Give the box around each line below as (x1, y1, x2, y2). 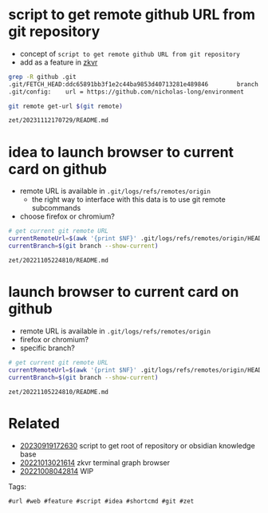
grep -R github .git (8, 73, 77, 81)
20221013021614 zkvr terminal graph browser (19, 457, 170, 468)
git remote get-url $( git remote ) (8, 102, 124, 110)
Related (8, 414, 60, 432)
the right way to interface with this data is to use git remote (31, 195, 226, 204)
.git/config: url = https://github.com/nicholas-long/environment (8, 88, 245, 96)
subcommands (31, 203, 81, 213)
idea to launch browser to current (8, 143, 234, 161)
